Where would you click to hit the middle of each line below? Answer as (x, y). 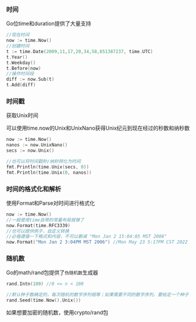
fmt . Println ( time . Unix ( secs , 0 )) (48, 167)
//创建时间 (18, 46)
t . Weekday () (21, 63)
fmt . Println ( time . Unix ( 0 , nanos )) (49, 172)
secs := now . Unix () (30, 151)
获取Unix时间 (22, 115)
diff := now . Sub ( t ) (30, 79)
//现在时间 (18, 35)
